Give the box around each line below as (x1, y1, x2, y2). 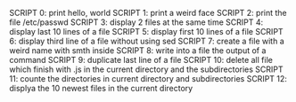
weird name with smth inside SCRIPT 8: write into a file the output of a (9, 45, 267, 56)
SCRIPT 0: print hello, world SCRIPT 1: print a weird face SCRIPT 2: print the (9, 8, 287, 18)
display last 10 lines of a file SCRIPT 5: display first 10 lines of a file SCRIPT (9, 27, 284, 36)
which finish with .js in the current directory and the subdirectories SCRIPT (9, 64, 284, 75)
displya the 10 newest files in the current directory (9, 83, 193, 93)
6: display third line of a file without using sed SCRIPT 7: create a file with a (9, 35, 284, 46)
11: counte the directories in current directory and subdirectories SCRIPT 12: (9, 74, 288, 83)
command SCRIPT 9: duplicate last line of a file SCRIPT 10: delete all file (9, 55, 274, 65)
